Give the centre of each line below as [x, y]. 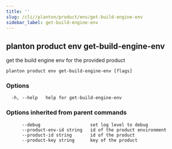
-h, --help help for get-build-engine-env [67, 98]
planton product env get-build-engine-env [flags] [69, 71]
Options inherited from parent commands [67, 113]
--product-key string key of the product [80, 140]
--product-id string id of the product [78, 135]
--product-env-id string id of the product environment [94, 130]
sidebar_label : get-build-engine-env [52, 22]
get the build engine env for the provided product [66, 60]
